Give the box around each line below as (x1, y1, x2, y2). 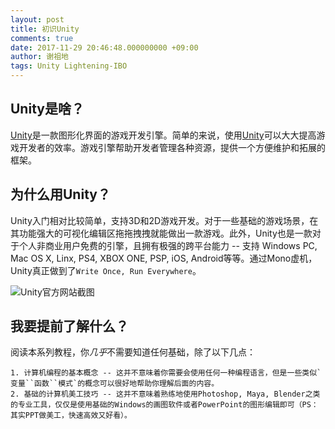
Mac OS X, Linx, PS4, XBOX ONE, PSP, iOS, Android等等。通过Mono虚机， (10, 252, 318, 264)
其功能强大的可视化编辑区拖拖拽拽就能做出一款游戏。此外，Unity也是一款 (10, 227, 313, 239)
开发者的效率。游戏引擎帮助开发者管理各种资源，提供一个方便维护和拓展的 (18, 141, 326, 153)
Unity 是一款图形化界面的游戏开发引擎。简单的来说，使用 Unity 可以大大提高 (10, 129, 317, 141)
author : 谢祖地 (10, 52, 69, 62)
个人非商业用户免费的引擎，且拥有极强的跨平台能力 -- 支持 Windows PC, (18, 239, 318, 251)
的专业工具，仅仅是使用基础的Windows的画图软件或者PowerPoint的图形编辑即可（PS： (10, 400, 319, 410)
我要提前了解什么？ (10, 318, 129, 335)
